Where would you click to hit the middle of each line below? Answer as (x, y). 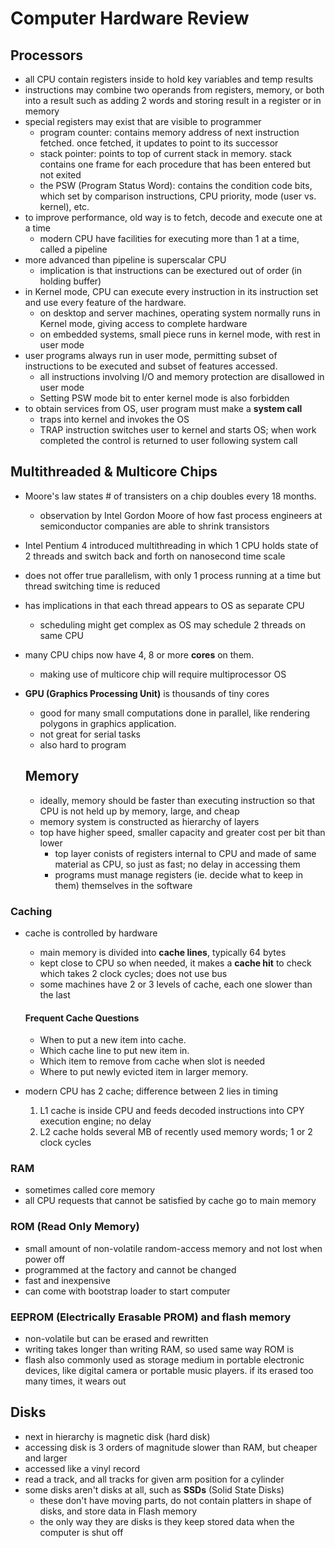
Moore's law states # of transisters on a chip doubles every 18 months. (170, 496)
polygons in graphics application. (108, 723)
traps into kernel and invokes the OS (114, 419)
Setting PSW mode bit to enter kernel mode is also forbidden (164, 398)
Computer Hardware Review (130, 18)
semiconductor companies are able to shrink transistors (154, 526)
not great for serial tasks (90, 734)
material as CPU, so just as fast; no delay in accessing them (177, 864)
